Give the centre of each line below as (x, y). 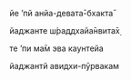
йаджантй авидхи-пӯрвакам (65, 66)
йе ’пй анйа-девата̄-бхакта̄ (61, 13)
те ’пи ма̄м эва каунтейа (57, 48)
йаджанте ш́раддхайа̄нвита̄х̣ (65, 30)
